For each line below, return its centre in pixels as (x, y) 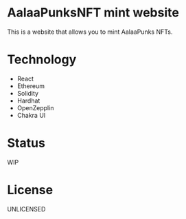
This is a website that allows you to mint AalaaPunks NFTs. (90, 32)
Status (26, 143)
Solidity (28, 93)
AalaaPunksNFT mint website (93, 13)
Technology (42, 60)
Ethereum (31, 86)
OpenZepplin (35, 107)
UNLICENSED (26, 209)
